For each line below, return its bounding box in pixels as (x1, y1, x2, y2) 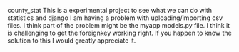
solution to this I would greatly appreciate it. (7, 36, 136, 45)
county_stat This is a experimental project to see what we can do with (7, 6, 213, 14)
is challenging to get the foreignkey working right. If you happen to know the (7, 28, 232, 37)
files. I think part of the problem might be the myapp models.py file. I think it (7, 21, 230, 29)
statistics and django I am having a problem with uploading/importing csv (7, 14, 223, 22)
